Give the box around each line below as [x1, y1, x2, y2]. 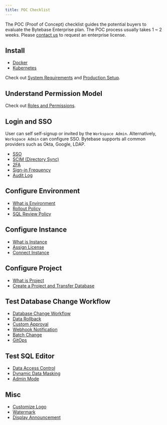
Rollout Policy [12, 205, 41, 211]
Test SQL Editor [5, 352, 55, 360]
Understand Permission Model [5, 89, 103, 98]
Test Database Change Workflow [5, 297, 111, 305]
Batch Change [12, 332, 42, 338]
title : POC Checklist [5, 7, 51, 13]
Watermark [12, 409, 36, 415]
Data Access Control [12, 365, 56, 371]
